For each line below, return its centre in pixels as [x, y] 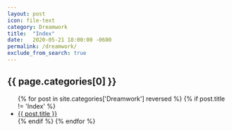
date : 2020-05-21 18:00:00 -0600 [60, 40]
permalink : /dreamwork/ [42, 46]
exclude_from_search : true [47, 54]
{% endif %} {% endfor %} [56, 121]
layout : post [26, 14]
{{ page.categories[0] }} [62, 82]
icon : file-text [31, 20]
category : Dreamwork [38, 27]
